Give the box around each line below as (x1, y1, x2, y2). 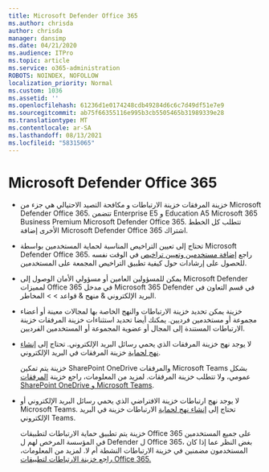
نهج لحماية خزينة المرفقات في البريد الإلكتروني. (19, 347, 161, 358)
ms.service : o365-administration (8, 64, 120, 72)
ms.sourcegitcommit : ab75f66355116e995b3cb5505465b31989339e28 (8, 109, 225, 117)
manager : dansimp (8, 34, 67, 43)
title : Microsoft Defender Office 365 (8, 11, 138, 20)
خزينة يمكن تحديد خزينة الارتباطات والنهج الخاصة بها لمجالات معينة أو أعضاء (19, 306, 243, 316)
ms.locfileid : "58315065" (8, 138, 95, 147)
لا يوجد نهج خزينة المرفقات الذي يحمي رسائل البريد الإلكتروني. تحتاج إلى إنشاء (19, 339, 252, 349)
